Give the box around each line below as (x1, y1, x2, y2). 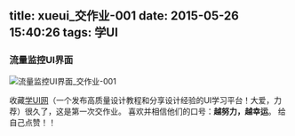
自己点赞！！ (9, 116, 56, 127)
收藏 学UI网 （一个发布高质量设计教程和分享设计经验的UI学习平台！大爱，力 (9, 94, 283, 105)
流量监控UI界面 (9, 54, 74, 67)
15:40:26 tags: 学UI (9, 25, 118, 40)
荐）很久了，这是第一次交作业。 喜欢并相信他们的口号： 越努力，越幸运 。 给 (9, 106, 286, 116)
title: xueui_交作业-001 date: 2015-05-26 (9, 8, 240, 24)
